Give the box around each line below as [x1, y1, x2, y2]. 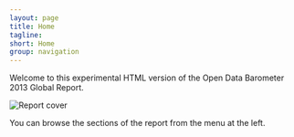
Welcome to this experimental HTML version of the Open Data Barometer [9, 72, 285, 83]
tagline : [9, 30, 43, 39]
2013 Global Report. [9, 82, 84, 93]
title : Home [9, 22, 55, 31]
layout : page [9, 13, 59, 23]
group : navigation [9, 47, 79, 57]
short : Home [9, 38, 55, 48]
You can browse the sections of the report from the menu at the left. [9, 118, 266, 129]
